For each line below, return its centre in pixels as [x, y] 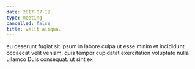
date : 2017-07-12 [28, 12]
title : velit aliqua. [34, 29]
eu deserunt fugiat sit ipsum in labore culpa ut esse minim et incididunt [95, 46]
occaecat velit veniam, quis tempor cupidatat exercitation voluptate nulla [98, 53]
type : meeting [24, 18]
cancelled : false [28, 23]
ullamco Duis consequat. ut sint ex [50, 59]
